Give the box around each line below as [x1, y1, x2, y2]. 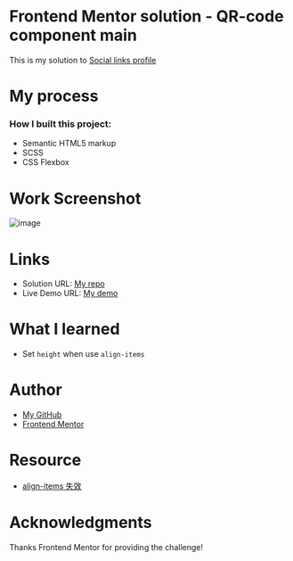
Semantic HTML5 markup [21, 138, 117, 149]
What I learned [9, 319, 120, 340]
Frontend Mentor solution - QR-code [9, 6, 284, 27]
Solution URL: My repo [21, 278, 105, 289]
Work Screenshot [9, 188, 142, 209]
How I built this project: [9, 118, 112, 130]
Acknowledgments [9, 513, 153, 532]
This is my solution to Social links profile [9, 54, 157, 65]
